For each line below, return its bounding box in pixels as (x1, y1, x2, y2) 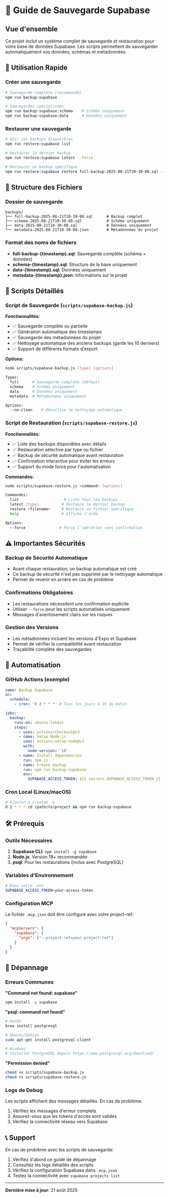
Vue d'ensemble (5, 25, 58, 33)
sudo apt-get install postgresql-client (5, 1037, 92, 1042)
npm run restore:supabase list (5, 142, 71, 147)
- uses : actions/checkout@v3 (18, 729, 80, 734)
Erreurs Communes (5, 978, 54, 985)
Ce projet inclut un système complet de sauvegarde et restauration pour (5, 38, 155, 44)
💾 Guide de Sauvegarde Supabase (5, 5, 150, 16)
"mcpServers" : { (10, 926, 44, 931)
